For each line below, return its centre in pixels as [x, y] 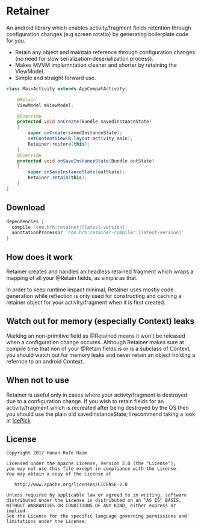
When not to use [38, 380]
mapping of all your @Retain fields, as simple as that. [72, 277]
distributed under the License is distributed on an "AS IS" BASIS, [94, 501]
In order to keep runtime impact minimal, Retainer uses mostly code [90, 289]
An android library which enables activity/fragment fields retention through [99, 28]
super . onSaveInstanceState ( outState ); [76, 172]
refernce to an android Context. [45, 361]
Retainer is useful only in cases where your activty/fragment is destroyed [97, 395]
